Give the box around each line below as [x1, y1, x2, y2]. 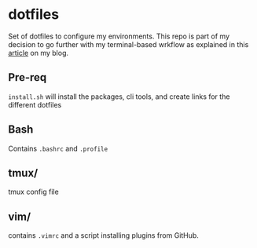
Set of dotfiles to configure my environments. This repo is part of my [8, 31, 230, 41]
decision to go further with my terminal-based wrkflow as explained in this [8, 39, 249, 49]
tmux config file [8, 187, 59, 197]
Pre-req [8, 71, 47, 84]
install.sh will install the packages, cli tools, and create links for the [8, 92, 230, 101]
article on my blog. [8, 48, 69, 57]
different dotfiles [8, 100, 62, 109]
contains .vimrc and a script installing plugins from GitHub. [8, 231, 199, 240]
